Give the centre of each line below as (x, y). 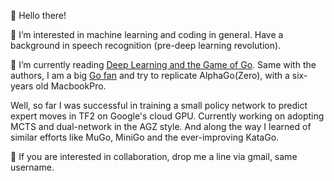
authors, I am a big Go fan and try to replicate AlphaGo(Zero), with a (150, 75)
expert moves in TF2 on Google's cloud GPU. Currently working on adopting (167, 116)
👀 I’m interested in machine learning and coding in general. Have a (147, 34)
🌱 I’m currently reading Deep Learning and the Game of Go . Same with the (163, 64)
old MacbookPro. (71, 86)
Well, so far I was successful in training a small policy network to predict (159, 105)
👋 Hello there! (38, 15)
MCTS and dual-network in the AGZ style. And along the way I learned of (161, 126)
